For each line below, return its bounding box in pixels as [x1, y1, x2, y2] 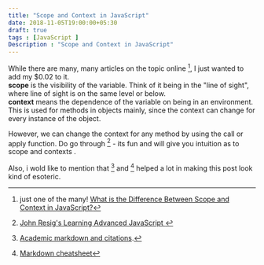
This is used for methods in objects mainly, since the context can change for [8, 105, 255, 115]
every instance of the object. [8, 113, 101, 123]
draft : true [8, 26, 47, 34]
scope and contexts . [8, 147, 76, 156]
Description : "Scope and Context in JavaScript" [8, 41, 174, 49]
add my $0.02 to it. [8, 72, 70, 81]
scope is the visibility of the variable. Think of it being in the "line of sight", [8, 80, 250, 90]
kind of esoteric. [8, 172, 61, 182]
